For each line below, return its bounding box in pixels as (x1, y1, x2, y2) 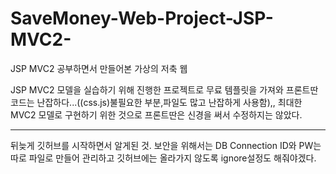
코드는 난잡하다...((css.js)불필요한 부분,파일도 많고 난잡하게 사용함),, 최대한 (10, 96, 303, 108)
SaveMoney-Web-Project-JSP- (10, 7, 274, 30)
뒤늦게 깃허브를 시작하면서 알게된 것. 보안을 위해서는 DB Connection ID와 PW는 (10, 139, 322, 151)
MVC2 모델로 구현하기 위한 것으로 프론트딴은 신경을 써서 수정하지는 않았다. (10, 108, 303, 121)
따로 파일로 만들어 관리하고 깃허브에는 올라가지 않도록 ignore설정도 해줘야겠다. (10, 152, 317, 164)
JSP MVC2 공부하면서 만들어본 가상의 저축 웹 (10, 62, 188, 74)
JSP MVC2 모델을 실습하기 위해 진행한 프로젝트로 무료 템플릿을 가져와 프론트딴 (10, 83, 319, 96)
